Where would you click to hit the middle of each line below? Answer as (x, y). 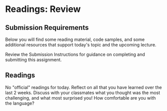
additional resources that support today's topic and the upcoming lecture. (81, 45)
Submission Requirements (47, 28)
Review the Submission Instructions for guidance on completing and (75, 54)
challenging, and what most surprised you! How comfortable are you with (81, 98)
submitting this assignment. (34, 60)
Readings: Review (43, 9)
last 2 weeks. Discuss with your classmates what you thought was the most (83, 93)
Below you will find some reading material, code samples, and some (75, 39)
